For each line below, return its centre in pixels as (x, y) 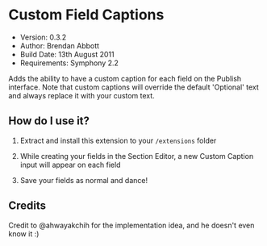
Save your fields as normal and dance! (83, 180)
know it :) (24, 233)
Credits (27, 206)
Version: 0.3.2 (43, 37)
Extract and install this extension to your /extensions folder (118, 140)
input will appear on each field (70, 165)
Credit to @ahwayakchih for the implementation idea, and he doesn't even (131, 225)
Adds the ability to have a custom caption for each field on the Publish (125, 78)
